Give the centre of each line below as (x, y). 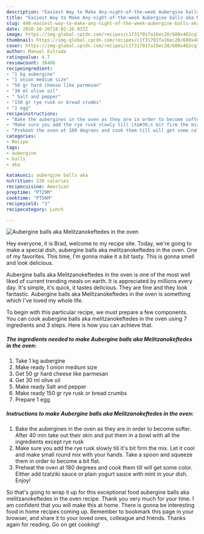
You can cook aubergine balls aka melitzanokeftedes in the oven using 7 (97, 319)
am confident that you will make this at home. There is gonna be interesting (100, 505)
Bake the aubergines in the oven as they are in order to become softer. (103, 429)
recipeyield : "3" (28, 204)
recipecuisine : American (38, 187)
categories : (21, 136)
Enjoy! (23, 481)
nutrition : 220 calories (38, 181)
